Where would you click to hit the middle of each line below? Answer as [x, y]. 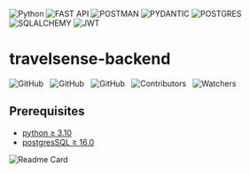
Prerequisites [47, 111]
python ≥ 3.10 [47, 132]
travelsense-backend [90, 59]
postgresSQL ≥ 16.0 [58, 142]
